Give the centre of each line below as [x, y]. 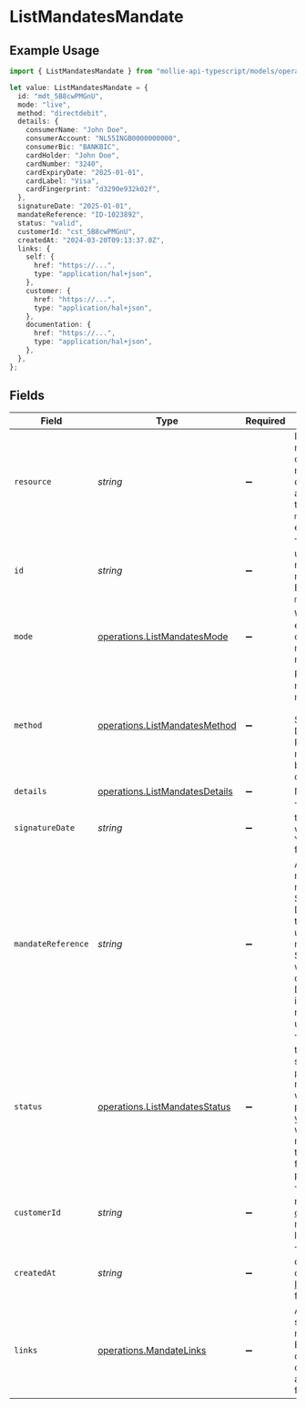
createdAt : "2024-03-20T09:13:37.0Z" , [92, 240]
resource [33, 482]
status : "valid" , [51, 223]
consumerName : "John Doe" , [77, 130]
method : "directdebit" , [62, 113]
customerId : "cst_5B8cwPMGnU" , [77, 231]
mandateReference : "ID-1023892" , [81, 215]
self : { [40, 257]
